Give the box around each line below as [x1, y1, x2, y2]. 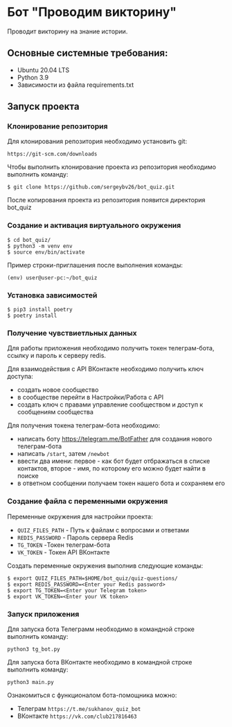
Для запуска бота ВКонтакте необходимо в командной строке [7, 657, 193, 666]
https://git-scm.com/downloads [7, 151, 98, 158]
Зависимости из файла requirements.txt [17, 81, 134, 89]
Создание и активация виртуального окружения [7, 220, 181, 230]
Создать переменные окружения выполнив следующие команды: [7, 561, 204, 570]
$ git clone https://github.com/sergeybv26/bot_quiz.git [7, 183, 175, 191]
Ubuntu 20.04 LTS [17, 65, 70, 74]
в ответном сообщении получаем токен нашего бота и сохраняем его [17, 479, 225, 487]
